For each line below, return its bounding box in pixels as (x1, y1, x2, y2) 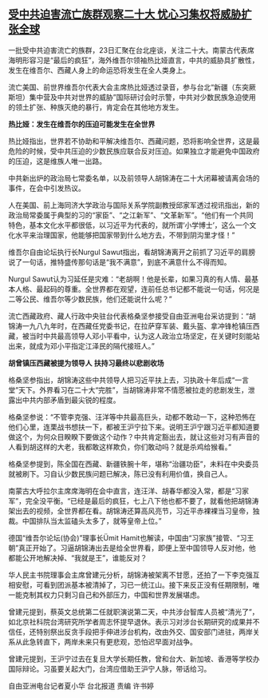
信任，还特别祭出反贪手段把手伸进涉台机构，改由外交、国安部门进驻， (8, 627, 239, 636)
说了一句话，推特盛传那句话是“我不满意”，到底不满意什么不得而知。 (8, 257, 231, 266)
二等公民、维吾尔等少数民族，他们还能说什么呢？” (8, 294, 173, 304)
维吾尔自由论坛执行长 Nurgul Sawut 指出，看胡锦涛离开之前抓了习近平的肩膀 (8, 247, 256, 257)
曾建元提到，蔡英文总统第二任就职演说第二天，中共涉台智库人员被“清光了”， (8, 607, 259, 616)
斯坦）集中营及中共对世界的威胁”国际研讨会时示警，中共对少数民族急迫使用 (8, 92, 257, 102)
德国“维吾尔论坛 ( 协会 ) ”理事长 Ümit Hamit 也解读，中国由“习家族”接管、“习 (8, 532, 247, 542)
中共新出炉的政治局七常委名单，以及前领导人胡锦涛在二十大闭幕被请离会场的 (8, 173, 260, 182)
